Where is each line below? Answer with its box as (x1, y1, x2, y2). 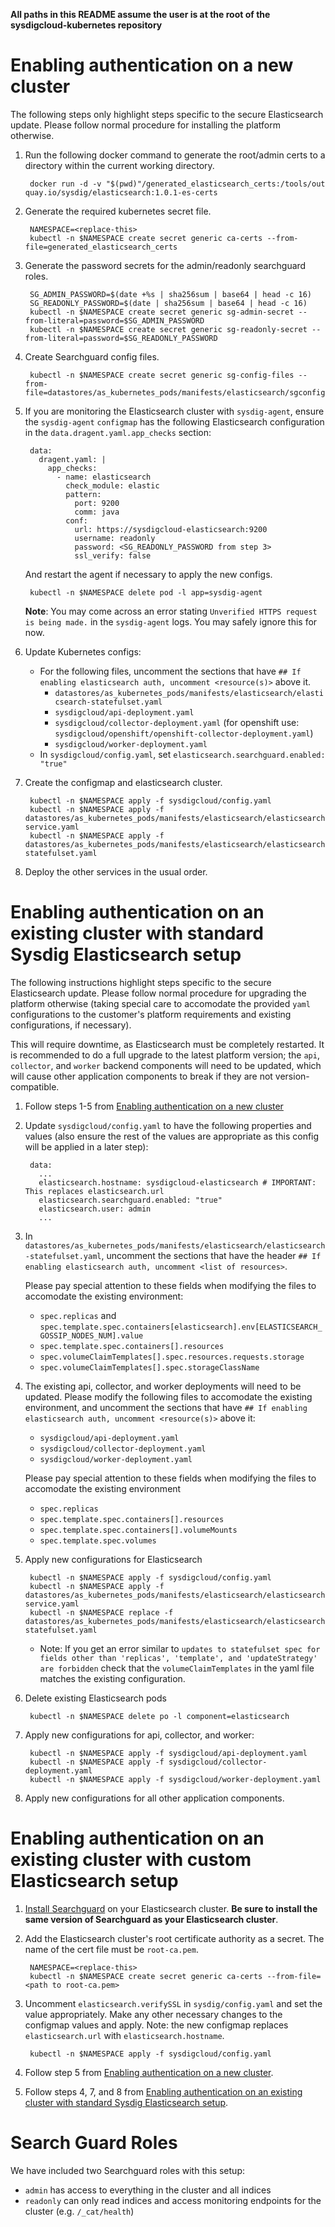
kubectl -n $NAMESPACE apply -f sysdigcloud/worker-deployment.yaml (29, 1774, 322, 1784)
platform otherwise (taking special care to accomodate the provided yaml (10, 997, 311, 1009)
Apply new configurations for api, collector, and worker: (24, 1729, 255, 1741)
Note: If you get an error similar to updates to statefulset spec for (39, 1642, 321, 1654)
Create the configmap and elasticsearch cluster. (24, 776, 223, 788)
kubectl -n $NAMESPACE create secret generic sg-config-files (29, 370, 295, 380)
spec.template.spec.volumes (39, 1535, 157, 1546)
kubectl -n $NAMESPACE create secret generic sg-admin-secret (29, 307, 295, 317)
